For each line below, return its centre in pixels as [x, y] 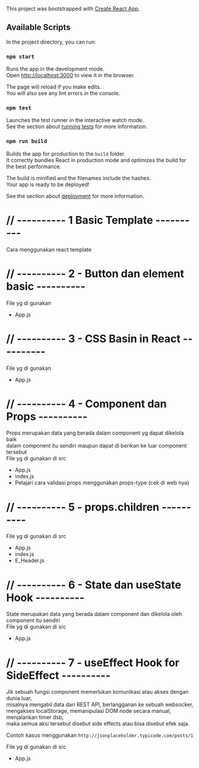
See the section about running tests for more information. [77, 127]
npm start [20, 57]
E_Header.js [30, 561]
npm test [19, 108]
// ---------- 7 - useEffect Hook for [93, 662]
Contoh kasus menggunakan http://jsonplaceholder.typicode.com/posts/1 [100, 735]
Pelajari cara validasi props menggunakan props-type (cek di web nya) [102, 483]
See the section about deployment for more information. [75, 196]
